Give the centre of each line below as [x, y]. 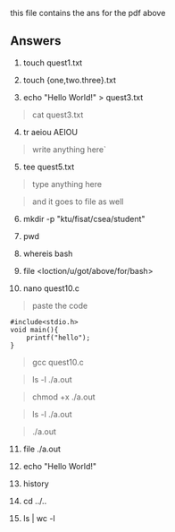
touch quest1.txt [53, 63]
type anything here [67, 184]
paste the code [60, 305]
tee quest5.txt [49, 167]
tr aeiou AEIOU [50, 132]
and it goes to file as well [78, 202]
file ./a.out [42, 449]
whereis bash [48, 253]
